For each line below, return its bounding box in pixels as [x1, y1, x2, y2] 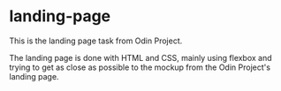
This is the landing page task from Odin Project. [9, 35, 183, 46]
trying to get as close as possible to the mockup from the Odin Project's [9, 62, 271, 72]
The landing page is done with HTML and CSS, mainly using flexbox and [9, 52, 272, 63]
